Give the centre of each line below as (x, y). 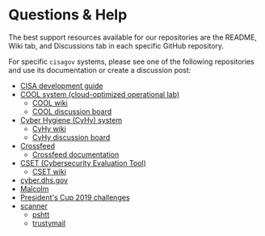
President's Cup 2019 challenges (75, 197)
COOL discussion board (72, 112)
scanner (34, 206)
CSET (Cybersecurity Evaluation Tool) (83, 162)
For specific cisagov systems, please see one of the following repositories (131, 61)
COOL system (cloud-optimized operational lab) (100, 94)
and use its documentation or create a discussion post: (100, 70)
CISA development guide (61, 86)
